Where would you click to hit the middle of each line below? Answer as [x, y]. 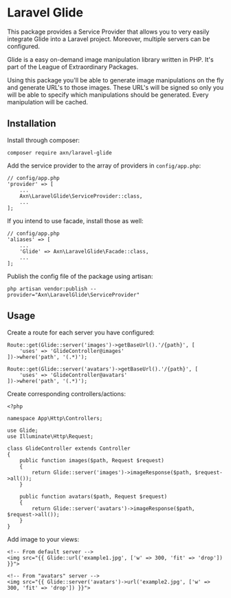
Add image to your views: [43, 539]
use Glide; [23, 430]
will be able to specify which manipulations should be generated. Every [108, 95]
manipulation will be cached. [47, 102]
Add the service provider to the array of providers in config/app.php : [104, 165]
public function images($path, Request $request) [92, 460]
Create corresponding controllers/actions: [66, 393]
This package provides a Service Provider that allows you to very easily [108, 32]
